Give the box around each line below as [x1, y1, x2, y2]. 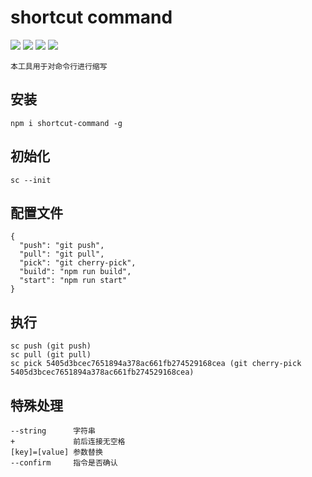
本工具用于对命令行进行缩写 [10, 61, 108, 71]
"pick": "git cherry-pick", [19, 258, 137, 268]
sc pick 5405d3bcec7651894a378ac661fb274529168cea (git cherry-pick [10, 359, 302, 369]
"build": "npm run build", [19, 267, 132, 277]
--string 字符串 [10, 426, 96, 436]
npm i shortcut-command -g [10, 118, 123, 128]
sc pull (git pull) [10, 350, 92, 360]
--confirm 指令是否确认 [10, 458, 118, 468]
